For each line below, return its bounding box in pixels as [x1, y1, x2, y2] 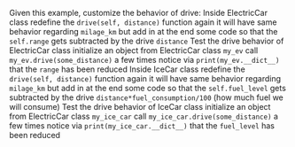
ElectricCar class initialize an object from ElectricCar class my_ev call [9, 45, 259, 56]
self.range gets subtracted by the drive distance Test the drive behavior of [9, 35, 284, 46]
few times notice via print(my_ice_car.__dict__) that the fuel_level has [9, 120, 275, 131]
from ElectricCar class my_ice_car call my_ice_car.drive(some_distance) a [9, 111, 279, 121]
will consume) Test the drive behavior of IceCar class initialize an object [9, 102, 271, 112]
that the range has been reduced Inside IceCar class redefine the [9, 64, 245, 74]
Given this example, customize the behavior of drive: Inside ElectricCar [9, 8, 268, 18]
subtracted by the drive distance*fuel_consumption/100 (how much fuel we [9, 92, 283, 103]
